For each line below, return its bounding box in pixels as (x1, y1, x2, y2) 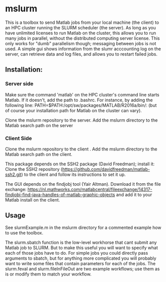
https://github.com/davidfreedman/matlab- (62, 166, 150, 172)
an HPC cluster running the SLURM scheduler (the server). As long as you (5, 24, 156, 30)
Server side (5, 80, 34, 87)
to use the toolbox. (5, 229, 44, 236)
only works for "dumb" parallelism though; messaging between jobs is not (5, 40, 156, 46)
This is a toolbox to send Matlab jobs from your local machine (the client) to (5, 19, 160, 25)
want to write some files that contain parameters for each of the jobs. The (5, 260, 156, 266)
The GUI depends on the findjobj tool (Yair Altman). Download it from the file (5, 181, 161, 187)
